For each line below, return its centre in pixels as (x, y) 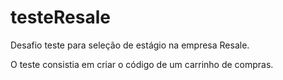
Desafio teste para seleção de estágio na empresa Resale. (130, 45)
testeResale (60, 17)
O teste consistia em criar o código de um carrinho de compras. (142, 64)
